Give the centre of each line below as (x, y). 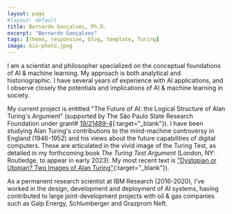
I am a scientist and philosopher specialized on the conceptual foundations (114, 66)
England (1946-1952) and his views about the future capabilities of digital (111, 138)
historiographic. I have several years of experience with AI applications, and (115, 80)
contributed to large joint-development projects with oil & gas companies (111, 196)
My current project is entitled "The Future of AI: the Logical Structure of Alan (116, 109)
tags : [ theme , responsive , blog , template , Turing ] (83, 40)
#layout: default (32, 20)
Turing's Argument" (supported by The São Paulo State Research (100, 116)
